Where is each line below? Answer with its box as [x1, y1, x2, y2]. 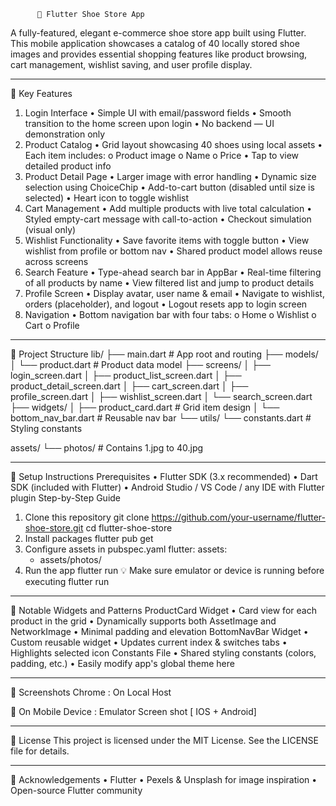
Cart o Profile [24, 320, 80, 331]
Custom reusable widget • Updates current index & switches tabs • [10, 636, 288, 648]
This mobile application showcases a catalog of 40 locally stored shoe [10, 38, 300, 49]
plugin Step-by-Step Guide [10, 492, 122, 504]
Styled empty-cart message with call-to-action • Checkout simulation [24, 213, 312, 225]
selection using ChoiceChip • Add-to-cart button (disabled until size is [24, 181, 315, 193]
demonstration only [24, 128, 106, 140]
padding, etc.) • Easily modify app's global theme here [10, 658, 235, 669]
